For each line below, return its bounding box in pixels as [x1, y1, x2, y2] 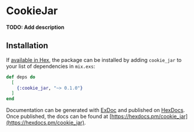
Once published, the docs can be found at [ [6, 113, 112, 120]
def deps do [6, 74, 35, 80]
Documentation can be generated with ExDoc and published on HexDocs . [6, 107, 185, 114]
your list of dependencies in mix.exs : [6, 62, 96, 70]
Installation [6, 41, 48, 51]
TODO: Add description [6, 24, 65, 31]
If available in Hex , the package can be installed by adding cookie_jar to [6, 56, 182, 63]
